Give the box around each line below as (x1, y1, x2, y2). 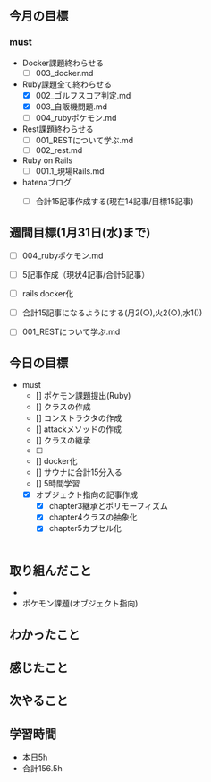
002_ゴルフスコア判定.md (35, 90, 131, 100)
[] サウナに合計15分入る (35, 467, 122, 477)
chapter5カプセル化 (48, 523, 122, 534)
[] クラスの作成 (35, 401, 91, 412)
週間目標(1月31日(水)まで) (9, 225, 151, 240)
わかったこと (9, 626, 80, 642)
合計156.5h (21, 763, 63, 774)
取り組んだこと (9, 563, 92, 578)
